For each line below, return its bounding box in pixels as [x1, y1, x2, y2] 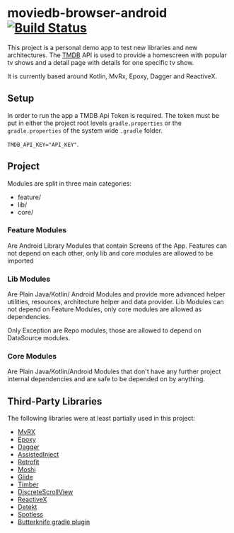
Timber [17, 480, 39, 489]
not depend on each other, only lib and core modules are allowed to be [7, 248, 213, 257]
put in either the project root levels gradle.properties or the [7, 119, 182, 127]
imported [7, 256, 34, 265]
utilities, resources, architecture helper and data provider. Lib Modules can [7, 298, 224, 306]
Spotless [17, 510, 44, 519]
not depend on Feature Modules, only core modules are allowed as [7, 305, 202, 313]
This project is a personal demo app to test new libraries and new [7, 43, 198, 52]
